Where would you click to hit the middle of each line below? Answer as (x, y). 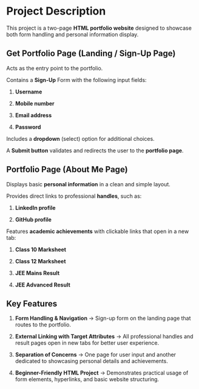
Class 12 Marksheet (40, 261)
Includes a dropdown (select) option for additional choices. (80, 138)
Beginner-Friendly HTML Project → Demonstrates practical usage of (102, 373)
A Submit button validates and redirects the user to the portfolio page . (95, 151)
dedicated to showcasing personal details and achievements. (91, 361)
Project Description (56, 11)
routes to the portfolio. (43, 325)
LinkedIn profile (35, 208)
